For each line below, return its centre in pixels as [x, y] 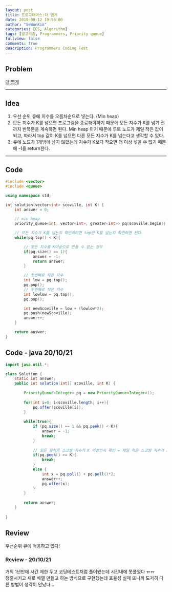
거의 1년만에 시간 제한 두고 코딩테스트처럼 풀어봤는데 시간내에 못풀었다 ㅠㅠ [80, 571]
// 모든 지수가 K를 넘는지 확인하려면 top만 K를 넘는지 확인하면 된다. [79, 233]
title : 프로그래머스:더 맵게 [31, 15]
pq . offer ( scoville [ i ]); [58, 407]
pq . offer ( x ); [56, 484]
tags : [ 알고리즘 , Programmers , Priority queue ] [55, 34]
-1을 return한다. [34, 148]
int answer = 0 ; [32, 209]
